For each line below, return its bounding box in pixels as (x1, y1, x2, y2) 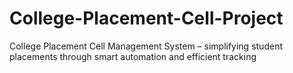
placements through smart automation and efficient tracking (9, 50, 257, 62)
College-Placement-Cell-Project (9, 7, 284, 30)
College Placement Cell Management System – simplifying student (9, 40, 283, 52)
